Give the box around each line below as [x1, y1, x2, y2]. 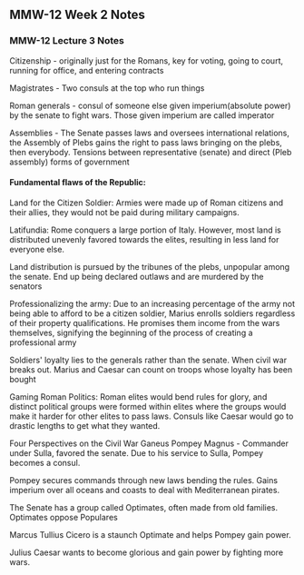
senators [9, 281, 43, 292]
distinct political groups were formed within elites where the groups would [9, 401, 287, 411]
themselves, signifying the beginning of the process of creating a [9, 327, 253, 338]
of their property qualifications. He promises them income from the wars [9, 317, 280, 328]
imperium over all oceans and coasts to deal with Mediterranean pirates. [9, 484, 279, 495]
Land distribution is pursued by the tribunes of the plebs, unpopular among [9, 261, 290, 272]
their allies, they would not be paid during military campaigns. [9, 206, 240, 217]
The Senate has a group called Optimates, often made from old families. [9, 501, 279, 512]
